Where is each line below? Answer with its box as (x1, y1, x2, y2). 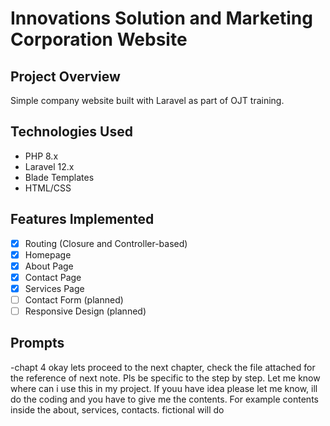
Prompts (10, 335, 65, 352)
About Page (24, 260, 74, 272)
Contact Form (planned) (24, 293, 124, 306)
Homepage (24, 248, 72, 261)
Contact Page (24, 271, 82, 283)
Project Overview (10, 68, 121, 85)
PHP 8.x (24, 150, 59, 162)
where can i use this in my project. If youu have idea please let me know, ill (10, 382, 318, 394)
